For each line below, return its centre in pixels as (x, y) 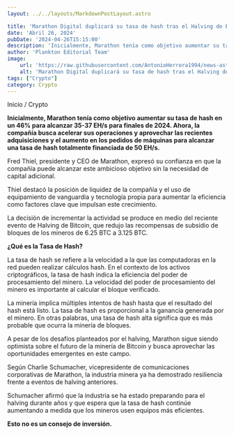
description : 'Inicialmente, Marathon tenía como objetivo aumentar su (113, 46)
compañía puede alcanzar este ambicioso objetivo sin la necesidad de (108, 169)
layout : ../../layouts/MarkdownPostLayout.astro (79, 14)
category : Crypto (32, 84)
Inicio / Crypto (28, 105)
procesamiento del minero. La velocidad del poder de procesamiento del (111, 282)
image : (17, 59)
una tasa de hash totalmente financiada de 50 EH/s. (84, 148)
